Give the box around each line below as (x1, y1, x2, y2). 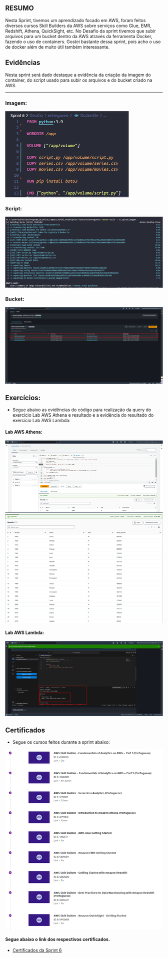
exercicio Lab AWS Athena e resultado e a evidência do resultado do (12, 412, 154, 418)
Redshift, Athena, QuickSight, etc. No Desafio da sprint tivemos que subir (5, 28, 156, 34)
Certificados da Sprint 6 (12, 947, 62, 953)
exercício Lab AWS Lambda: (12, 418, 71, 424)
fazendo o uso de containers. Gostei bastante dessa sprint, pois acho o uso (5, 39, 161, 45)
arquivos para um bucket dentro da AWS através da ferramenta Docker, (5, 33, 152, 39)
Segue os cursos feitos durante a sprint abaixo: (12, 739, 110, 745)
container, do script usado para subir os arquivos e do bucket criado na (5, 77, 152, 83)
